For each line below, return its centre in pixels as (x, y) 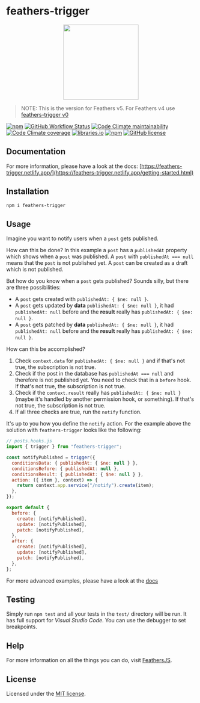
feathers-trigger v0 (45, 114)
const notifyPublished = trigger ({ (51, 457)
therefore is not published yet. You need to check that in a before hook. (103, 380)
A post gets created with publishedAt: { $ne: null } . (82, 299)
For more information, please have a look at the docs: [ (74, 166)
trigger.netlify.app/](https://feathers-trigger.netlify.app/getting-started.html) (100, 172)
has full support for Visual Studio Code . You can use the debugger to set (96, 621)
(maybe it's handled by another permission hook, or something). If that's (104, 399)
